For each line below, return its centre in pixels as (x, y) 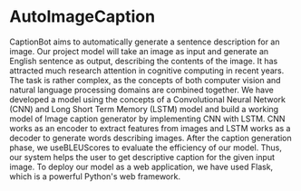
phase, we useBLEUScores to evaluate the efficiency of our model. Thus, (146, 148)
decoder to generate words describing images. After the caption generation (150, 138)
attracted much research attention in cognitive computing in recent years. (147, 71)
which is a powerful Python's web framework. (95, 176)
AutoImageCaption (83, 17)
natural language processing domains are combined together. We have (142, 90)
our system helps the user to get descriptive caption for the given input (142, 157)
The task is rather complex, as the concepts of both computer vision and (145, 80)
